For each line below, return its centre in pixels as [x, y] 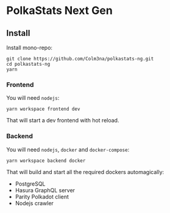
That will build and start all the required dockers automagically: [85, 172]
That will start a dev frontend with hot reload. [63, 120]
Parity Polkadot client [42, 197]
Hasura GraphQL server [45, 190]
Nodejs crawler [34, 203]
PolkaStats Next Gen [59, 11]
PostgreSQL [30, 184]
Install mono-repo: [30, 47]
